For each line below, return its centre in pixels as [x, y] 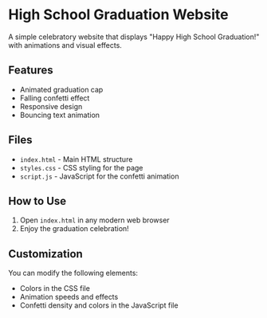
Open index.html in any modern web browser [94, 220]
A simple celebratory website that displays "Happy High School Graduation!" [134, 37]
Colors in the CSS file [55, 289]
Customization [46, 254]
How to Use [37, 201]
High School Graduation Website [118, 15]
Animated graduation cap [61, 89]
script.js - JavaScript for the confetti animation [99, 176]
